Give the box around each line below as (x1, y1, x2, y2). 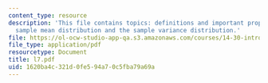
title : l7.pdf (8, 56, 56, 64)
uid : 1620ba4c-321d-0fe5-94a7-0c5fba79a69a (8, 63, 156, 71)
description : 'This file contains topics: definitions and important (8, 19, 245, 27)
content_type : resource (8, 11, 88, 20)
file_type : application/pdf (8, 41, 102, 49)
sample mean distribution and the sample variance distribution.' (15, 26, 241, 34)
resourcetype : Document (8, 48, 88, 56)
